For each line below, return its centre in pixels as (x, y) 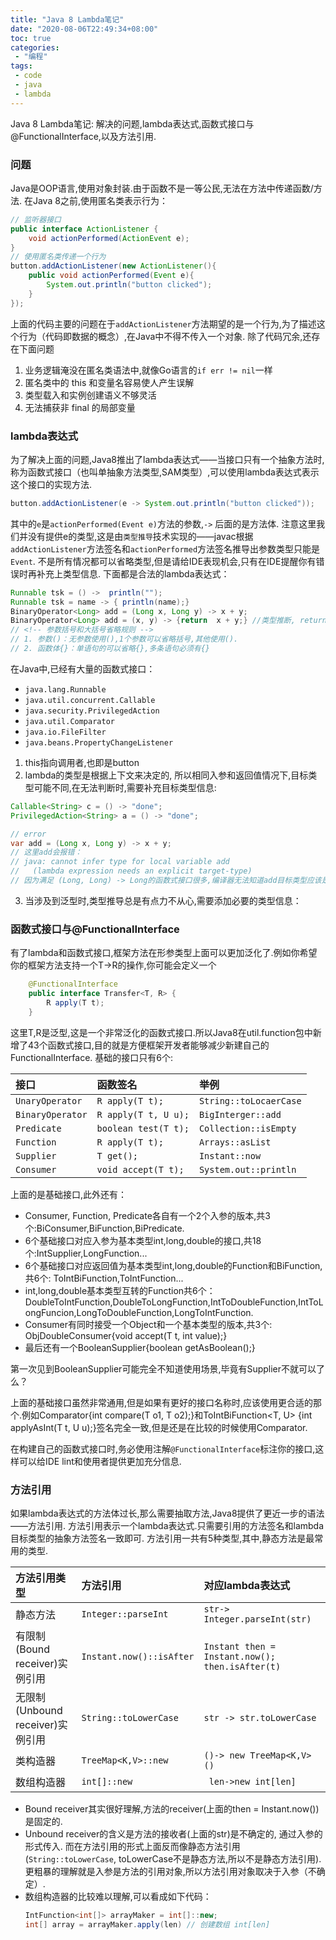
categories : (35, 47)
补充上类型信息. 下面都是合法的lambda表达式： (133, 573)
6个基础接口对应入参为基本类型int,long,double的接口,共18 (143, 1240)
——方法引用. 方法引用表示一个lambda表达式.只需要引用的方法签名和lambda (167, 1526)
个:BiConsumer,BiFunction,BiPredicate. (104, 1228)
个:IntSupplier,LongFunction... (86, 1253)
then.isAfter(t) (242, 1667)
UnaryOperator (49, 1100)
